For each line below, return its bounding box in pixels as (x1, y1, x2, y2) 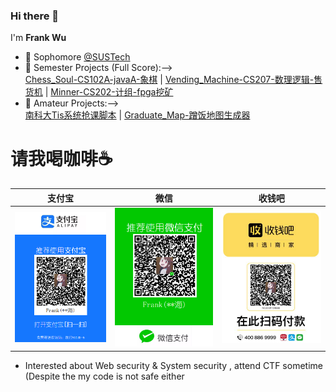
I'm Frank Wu (10, 32, 67, 44)
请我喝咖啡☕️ (10, 148, 113, 171)
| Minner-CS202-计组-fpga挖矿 (44, 86, 174, 98)
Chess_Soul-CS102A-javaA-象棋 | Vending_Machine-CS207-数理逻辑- (24, 74, 315, 86)
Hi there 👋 (10, 9, 60, 23)
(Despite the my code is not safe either (24, 370, 185, 382)
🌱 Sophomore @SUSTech (24, 51, 131, 63)
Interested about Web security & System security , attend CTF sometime (24, 359, 323, 371)
